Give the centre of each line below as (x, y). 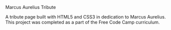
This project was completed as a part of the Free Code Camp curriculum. (83, 22)
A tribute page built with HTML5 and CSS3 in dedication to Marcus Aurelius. (85, 17)
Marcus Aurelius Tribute (31, 7)
